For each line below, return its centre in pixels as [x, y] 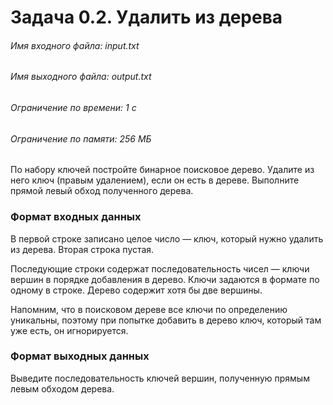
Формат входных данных [76, 217]
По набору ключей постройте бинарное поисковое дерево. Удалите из [162, 170]
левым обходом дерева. [62, 388]
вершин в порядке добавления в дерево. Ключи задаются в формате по [165, 279]
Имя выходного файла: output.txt [81, 77]
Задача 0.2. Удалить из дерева [146, 17]
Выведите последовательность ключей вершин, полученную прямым [160, 378]
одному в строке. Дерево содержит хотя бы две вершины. [136, 290]
